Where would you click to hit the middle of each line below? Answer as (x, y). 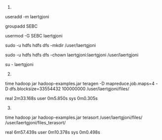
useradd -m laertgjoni (27, 17)
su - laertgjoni (19, 64)
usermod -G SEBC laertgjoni (34, 36)
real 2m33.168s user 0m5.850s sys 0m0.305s (51, 98)
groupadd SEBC (21, 26)
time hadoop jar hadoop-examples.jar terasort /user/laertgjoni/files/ (74, 117)
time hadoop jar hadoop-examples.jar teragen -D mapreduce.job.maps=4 (80, 84)
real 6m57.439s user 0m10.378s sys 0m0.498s (53, 132)
